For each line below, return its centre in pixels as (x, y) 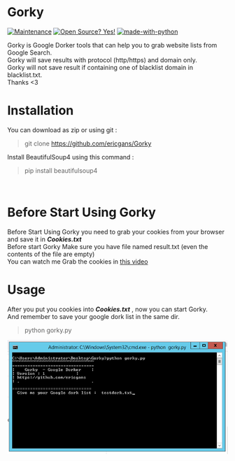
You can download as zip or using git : (62, 129)
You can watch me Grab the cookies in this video (78, 261)
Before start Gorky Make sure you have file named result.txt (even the (108, 246)
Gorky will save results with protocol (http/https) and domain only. (102, 59)
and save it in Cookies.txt (44, 239)
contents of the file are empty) (51, 254)
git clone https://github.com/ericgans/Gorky (88, 143)
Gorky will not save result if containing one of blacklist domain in (100, 67)
